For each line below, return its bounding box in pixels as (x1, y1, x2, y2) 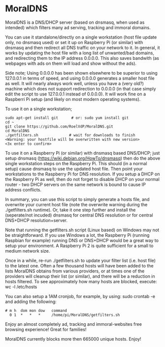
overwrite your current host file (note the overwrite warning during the (5, 201, 148, 208)
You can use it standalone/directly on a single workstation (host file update (5, 34, 157, 40)
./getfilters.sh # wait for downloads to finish (5, 132, 135, 137)
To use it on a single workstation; (5, 106, 72, 112)
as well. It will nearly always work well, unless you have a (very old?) (5, 80, 144, 87)
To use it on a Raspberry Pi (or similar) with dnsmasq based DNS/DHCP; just (5, 150, 160, 156)
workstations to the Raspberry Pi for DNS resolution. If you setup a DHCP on (5, 171, 160, 177)
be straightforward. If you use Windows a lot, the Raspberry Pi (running (5, 232, 150, 238)
